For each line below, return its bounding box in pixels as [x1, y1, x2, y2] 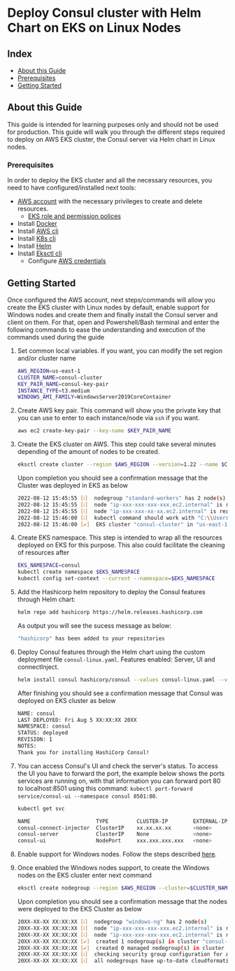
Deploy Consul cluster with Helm [7, 5, 201, 21]
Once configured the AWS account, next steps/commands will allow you [7, 295, 215, 304]
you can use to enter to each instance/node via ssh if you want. [17, 414, 200, 422]
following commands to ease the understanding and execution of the [7, 325, 206, 334]
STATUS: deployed [17, 730, 69, 737]
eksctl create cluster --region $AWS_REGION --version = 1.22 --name [17, 461, 219, 468]
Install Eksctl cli [17, 249, 62, 257]
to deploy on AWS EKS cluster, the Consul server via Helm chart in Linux [7, 135, 215, 143]
